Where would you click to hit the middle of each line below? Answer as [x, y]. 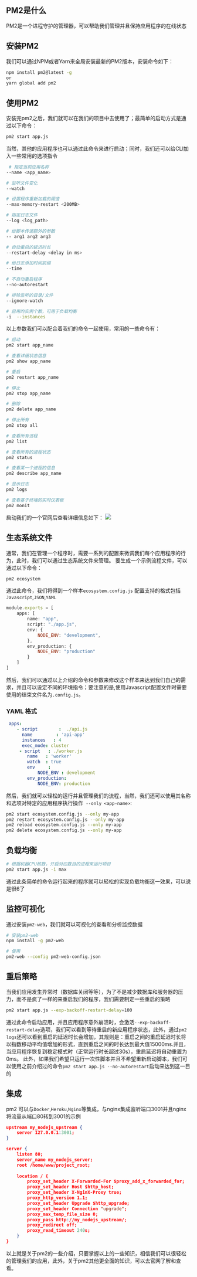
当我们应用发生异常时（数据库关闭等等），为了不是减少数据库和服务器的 [92, 991]
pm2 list [17, 441]
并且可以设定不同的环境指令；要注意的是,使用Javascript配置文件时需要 [101, 687]
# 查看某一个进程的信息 [31, 468]
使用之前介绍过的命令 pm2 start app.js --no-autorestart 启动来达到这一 [98, 1066]
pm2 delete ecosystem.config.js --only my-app [64, 831]
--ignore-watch [25, 301]
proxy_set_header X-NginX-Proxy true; [74, 1193]
